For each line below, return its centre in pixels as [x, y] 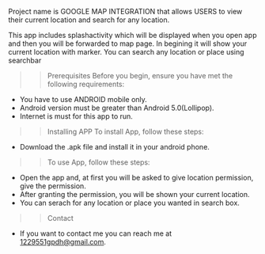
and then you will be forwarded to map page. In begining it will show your [128, 44]
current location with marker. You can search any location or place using [126, 52]
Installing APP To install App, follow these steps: [125, 131]
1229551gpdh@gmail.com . [63, 242]
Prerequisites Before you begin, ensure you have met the [140, 76]
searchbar [25, 60]
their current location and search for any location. [89, 20]
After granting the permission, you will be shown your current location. [134, 194]
